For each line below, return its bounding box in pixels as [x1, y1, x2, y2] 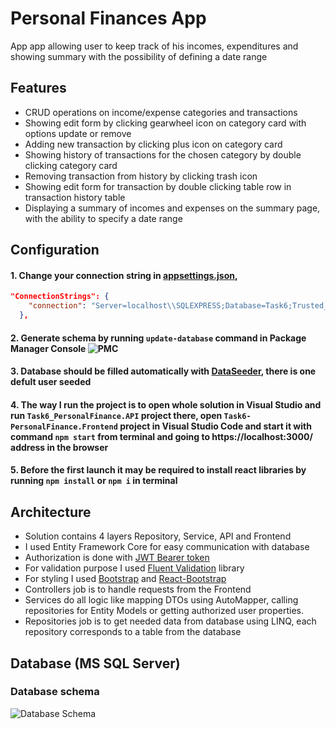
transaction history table [24, 191, 126, 203]
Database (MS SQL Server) [10, 655, 181, 672]
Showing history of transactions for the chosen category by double [24, 148, 302, 161]
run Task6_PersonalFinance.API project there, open [10, 409, 223, 421]
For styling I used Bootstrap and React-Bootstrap [24, 573, 227, 585]
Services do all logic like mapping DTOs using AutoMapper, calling [24, 594, 299, 606]
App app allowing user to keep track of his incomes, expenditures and [10, 40, 299, 52]
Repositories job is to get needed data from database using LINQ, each [24, 615, 317, 627]
